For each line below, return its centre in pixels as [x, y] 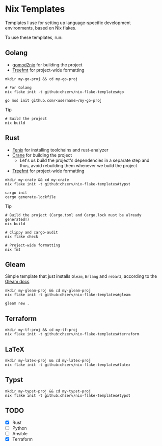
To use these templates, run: [34, 37]
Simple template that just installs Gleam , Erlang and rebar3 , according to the [81, 276]
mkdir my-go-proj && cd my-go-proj [41, 79]
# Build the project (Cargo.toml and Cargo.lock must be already [73, 215]
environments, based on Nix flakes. [41, 28]
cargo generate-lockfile [30, 197]
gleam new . [17, 303]
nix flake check [22, 237]
